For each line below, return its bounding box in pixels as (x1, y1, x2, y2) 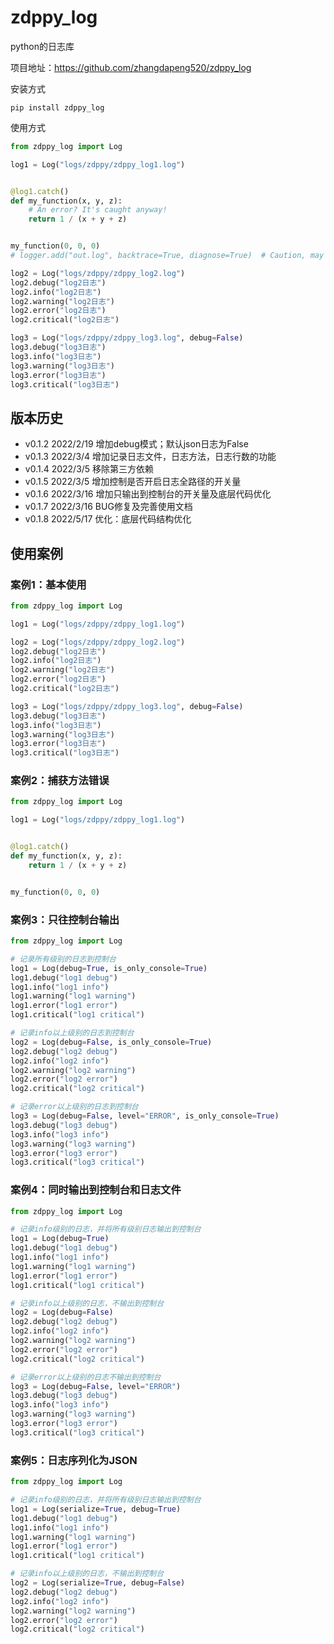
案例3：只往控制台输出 (10, 912, 120, 926)
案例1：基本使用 (10, 577, 87, 591)
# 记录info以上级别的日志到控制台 (10, 1028, 135, 1038)
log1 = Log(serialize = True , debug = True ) (10, 1504, 182, 1514)
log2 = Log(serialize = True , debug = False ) (10, 1578, 186, 1588)
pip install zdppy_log (10, 102, 105, 113)
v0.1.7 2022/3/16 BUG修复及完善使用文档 (24, 501, 193, 513)
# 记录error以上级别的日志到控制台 (10, 1102, 139, 1112)
